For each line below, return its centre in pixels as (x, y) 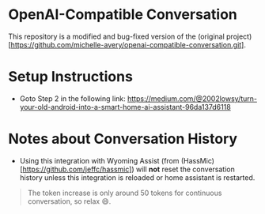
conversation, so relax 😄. (69, 201)
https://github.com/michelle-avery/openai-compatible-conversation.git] (127, 44)
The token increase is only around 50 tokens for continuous (125, 193)
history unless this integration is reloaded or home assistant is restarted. (137, 177)
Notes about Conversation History (123, 139)
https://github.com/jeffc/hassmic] (77, 169)
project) (239, 36)
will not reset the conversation (185, 169)
